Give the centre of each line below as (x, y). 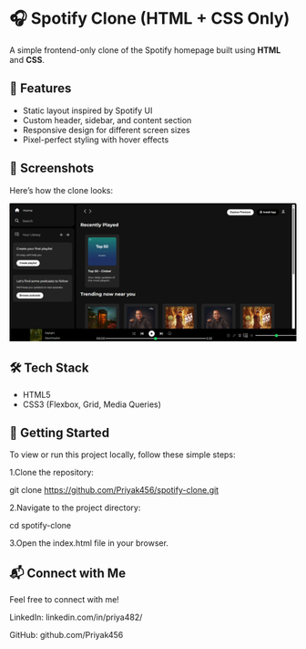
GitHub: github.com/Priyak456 (66, 635)
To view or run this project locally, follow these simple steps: (122, 455)
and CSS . (27, 59)
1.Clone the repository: (51, 473)
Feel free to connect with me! (65, 600)
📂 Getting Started (60, 432)
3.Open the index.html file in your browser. (89, 543)
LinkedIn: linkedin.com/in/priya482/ (76, 617)
